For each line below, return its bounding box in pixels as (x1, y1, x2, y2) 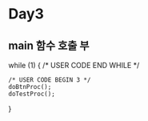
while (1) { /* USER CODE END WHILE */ (8, 61, 140, 70)
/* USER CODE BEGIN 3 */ (8, 76, 91, 84)
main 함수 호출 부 (8, 38, 90, 52)
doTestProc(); (8, 90, 56, 98)
